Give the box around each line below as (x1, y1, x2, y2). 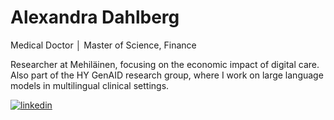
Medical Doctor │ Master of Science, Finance (10, 39, 197, 51)
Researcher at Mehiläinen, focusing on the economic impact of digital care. (10, 58, 320, 70)
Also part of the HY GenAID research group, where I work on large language (10, 69, 324, 81)
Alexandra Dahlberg (10, 6, 180, 29)
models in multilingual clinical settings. (10, 79, 170, 91)
